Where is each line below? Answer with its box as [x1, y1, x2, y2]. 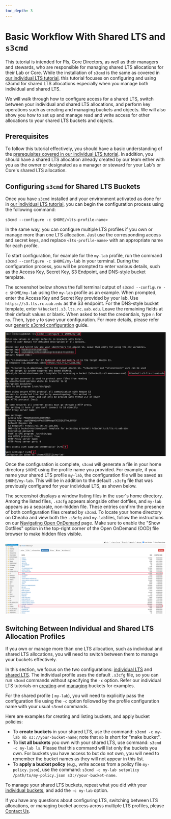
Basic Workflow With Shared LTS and [5, 31, 165, 42]
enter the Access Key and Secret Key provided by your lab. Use [5, 295, 138, 301]
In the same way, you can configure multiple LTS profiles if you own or [5, 226, 153, 232]
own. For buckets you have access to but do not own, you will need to [12, 751, 159, 757]
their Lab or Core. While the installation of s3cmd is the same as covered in [5, 69, 160, 76]
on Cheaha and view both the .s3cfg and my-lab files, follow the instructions [5, 515, 164, 521]
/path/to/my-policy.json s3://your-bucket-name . [12, 772, 117, 778]
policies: [5, 719, 23, 725]
